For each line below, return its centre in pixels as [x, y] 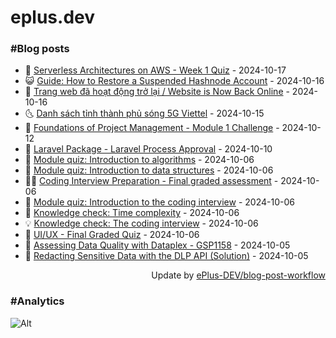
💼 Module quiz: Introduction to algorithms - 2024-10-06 [139, 160]
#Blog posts [40, 49]
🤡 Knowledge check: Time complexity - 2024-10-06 [132, 213]
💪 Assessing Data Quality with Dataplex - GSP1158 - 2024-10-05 [157, 245]
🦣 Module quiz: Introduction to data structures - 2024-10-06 [149, 170]
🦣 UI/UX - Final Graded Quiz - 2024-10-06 [112, 235]
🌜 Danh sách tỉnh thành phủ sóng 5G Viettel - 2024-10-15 [144, 113]
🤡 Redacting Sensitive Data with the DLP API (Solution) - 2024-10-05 [166, 256]
